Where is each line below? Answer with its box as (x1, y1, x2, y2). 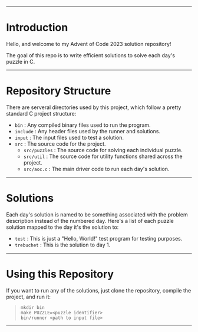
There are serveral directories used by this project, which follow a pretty (6, 104, 181, 111)
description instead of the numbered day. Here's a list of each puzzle (6, 217, 174, 224)
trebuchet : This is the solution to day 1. (14, 241, 111, 248)
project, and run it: (6, 293, 51, 300)
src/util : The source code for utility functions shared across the (23, 153, 183, 160)
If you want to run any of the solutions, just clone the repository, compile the (6, 287, 192, 294)
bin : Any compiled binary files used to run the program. (14, 121, 151, 129)
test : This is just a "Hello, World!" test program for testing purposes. (14, 235, 183, 242)
